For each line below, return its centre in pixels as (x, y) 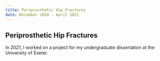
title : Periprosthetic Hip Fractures (46, 10)
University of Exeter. (27, 53)
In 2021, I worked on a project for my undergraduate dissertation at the (80, 48)
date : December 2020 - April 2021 (42, 15)
